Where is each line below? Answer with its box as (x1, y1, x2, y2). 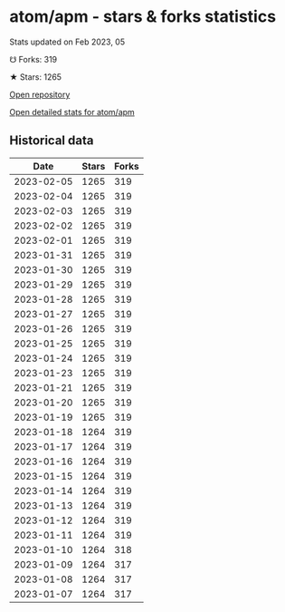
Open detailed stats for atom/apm (9, 106, 136, 117)
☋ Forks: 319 (9, 53, 58, 64)
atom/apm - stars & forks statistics (9, 6, 277, 27)
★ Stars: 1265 (9, 71, 62, 83)
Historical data (9, 133, 94, 149)
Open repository (9, 89, 71, 100)
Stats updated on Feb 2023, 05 (9, 36, 125, 47)
